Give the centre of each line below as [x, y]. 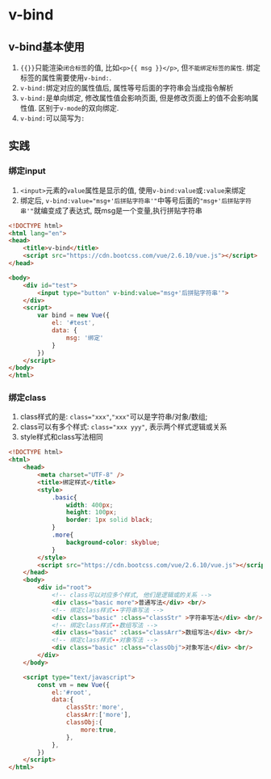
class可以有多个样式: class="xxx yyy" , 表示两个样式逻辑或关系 [123, 427]
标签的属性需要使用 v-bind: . [65, 78]
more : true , [98, 730]
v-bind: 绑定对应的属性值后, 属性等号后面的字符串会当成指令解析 [127, 88]
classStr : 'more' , [95, 707]
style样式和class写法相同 [61, 437]
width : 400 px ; [90, 505]
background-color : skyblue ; [113, 542]
